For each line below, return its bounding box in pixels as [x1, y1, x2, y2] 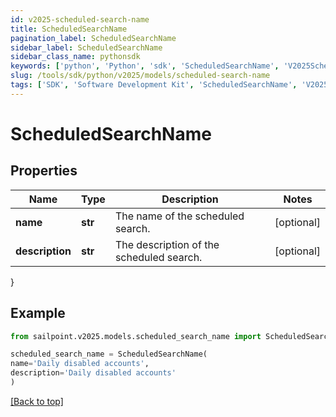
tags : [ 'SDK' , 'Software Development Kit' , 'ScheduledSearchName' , [10, 80, 298, 90]
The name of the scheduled [114, 209, 245, 223]
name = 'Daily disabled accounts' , [10, 359, 150, 369]
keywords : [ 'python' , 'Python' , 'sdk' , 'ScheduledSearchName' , [10, 61, 280, 71]
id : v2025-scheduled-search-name [10, 14, 150, 25]
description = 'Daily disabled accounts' [10, 368, 177, 378]
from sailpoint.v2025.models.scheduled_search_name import [10, 331, 262, 341]
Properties [10, 162, 78, 180]
